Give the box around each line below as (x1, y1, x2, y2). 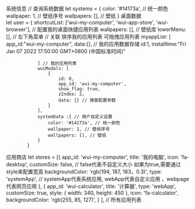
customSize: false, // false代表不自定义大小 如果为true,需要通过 (29, 161, 181, 168)
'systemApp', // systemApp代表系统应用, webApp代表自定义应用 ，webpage (6, 176, 190, 182)
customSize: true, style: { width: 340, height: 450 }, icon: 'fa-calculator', (6, 189, 179, 196)
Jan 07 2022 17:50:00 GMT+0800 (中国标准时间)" (6, 48, 126, 54)
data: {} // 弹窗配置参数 (58, 97, 116, 103)
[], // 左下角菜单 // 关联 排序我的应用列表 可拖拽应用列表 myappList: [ (6, 33, 171, 40)
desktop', (6, 161, 29, 168)
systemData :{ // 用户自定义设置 (37, 114, 113, 120)
